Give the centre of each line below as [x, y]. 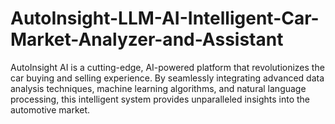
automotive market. [50, 109]
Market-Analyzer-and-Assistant [147, 39]
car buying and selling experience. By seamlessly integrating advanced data [167, 78]
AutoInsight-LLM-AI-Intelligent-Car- [165, 18]
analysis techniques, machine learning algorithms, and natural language [158, 88]
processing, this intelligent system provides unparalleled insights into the [160, 99]
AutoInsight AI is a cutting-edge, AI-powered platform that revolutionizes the [167, 67]
